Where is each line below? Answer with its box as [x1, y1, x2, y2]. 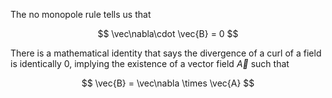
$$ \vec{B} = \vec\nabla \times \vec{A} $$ [81, 77, 255, 89]
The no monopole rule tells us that [10, 9, 152, 20]
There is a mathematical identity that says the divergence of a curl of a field [10, 47, 322, 59]
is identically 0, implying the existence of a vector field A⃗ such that [10, 58, 290, 69]
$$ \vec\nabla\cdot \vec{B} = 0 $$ [97, 28, 239, 39]
